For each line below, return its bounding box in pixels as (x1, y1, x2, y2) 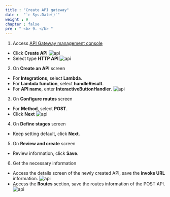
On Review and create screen (12, 141, 76, 147)
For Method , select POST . (12, 106, 67, 112)
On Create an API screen (12, 65, 65, 72)
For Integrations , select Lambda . (12, 75, 82, 81)
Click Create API (12, 50, 48, 56)
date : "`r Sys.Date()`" (5, 12, 60, 17)
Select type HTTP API (12, 55, 59, 61)
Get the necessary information (12, 160, 77, 167)
